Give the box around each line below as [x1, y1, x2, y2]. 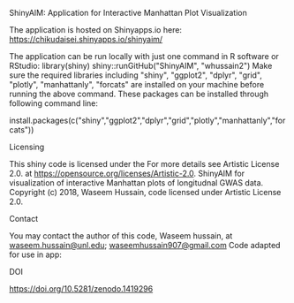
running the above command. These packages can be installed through [9, 88, 269, 99]
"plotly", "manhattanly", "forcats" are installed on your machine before [9, 80, 265, 89]
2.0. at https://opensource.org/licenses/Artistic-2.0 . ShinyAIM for [9, 168, 245, 178]
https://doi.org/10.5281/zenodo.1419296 [9, 284, 154, 294]
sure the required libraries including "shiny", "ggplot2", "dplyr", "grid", [9, 70, 263, 80]
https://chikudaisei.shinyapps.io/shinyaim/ [9, 34, 163, 44]
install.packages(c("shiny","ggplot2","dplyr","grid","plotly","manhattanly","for [9, 115, 286, 125]
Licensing [9, 141, 45, 152]
